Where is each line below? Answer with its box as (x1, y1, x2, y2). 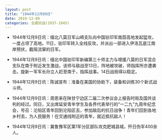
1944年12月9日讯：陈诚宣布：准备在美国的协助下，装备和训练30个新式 (12, 79, 153, 85)
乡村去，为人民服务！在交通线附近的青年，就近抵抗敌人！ (12, 113, 127, 119)
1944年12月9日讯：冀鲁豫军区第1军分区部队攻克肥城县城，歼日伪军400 (12, 124, 153, 129)
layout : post (5, 7, 31, 12)
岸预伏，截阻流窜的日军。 (12, 46, 63, 52)
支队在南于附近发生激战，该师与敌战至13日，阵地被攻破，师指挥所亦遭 (12, 63, 152, 69)
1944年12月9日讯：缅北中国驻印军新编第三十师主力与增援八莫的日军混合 (12, 56, 156, 63)
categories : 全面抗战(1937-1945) (5, 20, 70, 26)
